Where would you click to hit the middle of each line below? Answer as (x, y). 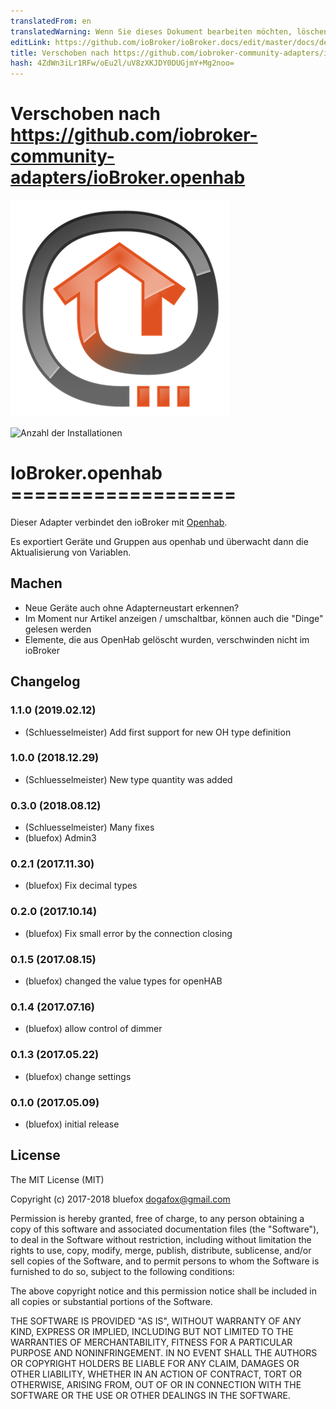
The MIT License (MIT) (57, 1179)
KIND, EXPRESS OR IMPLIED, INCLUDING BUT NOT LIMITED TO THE (152, 1331)
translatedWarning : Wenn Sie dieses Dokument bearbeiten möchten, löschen (169, 31)
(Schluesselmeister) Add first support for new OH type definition (158, 732)
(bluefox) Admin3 (60, 838)
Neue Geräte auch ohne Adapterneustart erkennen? (132, 607)
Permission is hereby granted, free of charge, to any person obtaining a (157, 1218)
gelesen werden (58, 629)
